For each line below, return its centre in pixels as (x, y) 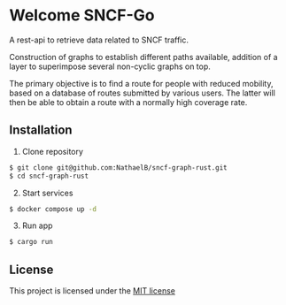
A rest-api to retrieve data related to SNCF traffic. (99, 40)
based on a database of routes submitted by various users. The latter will (143, 93)
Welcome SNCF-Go (82, 15)
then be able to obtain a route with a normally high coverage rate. (128, 102)
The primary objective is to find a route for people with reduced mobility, (141, 83)
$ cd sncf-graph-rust (49, 176)
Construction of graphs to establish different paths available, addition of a (143, 57)
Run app (37, 225)
